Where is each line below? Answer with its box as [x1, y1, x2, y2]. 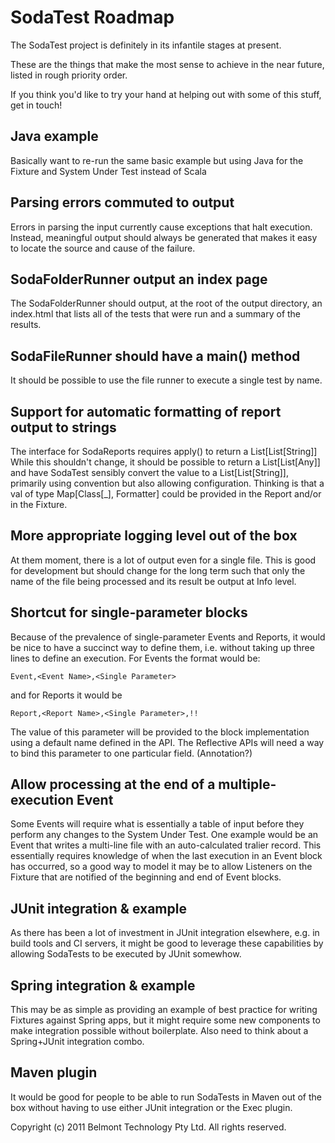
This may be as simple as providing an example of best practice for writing [10, 1004, 318, 1016]
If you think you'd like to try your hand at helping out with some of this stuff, [10, 88, 322, 100]
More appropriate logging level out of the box [10, 527, 298, 545]
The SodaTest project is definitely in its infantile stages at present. [10, 39, 282, 51]
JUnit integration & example [10, 900, 187, 917]
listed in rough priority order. [10, 69, 128, 81]
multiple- [218, 776, 277, 793]
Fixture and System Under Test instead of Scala [10, 165, 207, 177]
